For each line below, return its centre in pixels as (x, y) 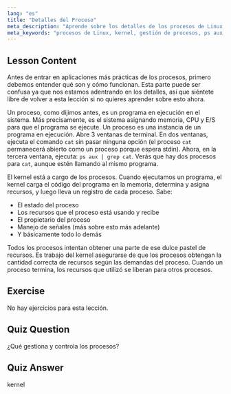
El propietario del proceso (54, 220)
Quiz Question (38, 330)
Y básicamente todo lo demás (59, 234)
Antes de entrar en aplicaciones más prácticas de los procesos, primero (109, 77)
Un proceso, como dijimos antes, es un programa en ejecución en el (104, 113)
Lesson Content (42, 60)
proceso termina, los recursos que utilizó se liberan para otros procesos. (110, 270)
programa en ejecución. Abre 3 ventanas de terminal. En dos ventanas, (108, 134)
